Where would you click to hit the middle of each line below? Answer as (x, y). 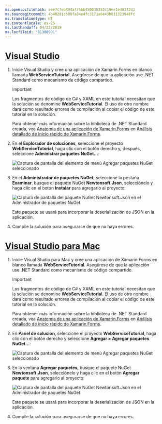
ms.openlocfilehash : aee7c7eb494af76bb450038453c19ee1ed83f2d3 (70, 9)
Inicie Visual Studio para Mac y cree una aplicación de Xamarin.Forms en (85, 259)
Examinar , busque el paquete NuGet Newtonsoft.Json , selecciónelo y (82, 183)
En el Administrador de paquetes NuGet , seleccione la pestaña (75, 177)
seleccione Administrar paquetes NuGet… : (56, 153)
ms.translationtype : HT (29, 18)
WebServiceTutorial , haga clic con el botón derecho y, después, (76, 148)
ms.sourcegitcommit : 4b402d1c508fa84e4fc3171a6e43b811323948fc (70, 14)
